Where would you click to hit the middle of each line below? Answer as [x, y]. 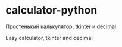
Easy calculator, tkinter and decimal [49, 38]
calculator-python [51, 10]
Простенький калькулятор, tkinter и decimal [61, 26]
